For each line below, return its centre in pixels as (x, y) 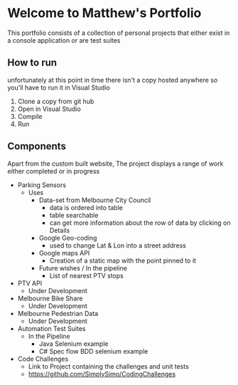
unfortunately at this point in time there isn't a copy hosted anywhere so (113, 80)
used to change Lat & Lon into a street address (118, 245)
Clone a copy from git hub (56, 101)
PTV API (30, 283)
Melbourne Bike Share (50, 298)
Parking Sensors (42, 185)
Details (60, 230)
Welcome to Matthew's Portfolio (104, 13)
